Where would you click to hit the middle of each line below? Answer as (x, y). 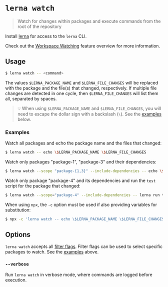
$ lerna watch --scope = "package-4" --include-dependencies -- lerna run (82, 195)
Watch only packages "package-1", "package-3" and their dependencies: (81, 161)
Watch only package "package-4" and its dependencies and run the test (80, 180)
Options (18, 234)
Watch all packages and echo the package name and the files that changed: (83, 143)
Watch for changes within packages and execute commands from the (89, 21)
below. (24, 119)
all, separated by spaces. (31, 98)
